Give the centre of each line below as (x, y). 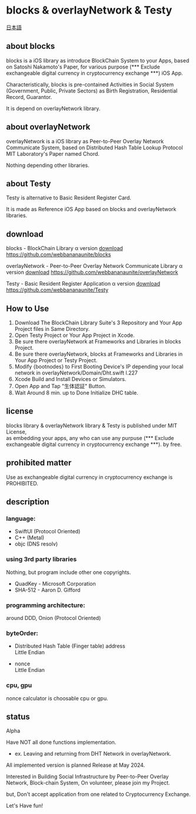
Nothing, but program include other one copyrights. (69, 572)
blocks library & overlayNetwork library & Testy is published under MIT (92, 425)
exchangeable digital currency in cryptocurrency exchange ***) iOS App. (95, 73)
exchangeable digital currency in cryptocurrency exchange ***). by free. (94, 444)
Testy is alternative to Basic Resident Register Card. (69, 198)
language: (21, 518)
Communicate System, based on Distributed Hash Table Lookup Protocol (95, 147)
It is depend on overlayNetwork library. (53, 108)
